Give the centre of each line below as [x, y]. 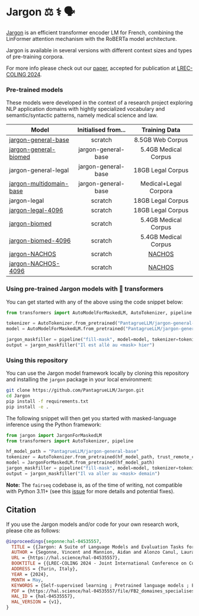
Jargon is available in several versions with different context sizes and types [99, 50]
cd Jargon [18, 396]
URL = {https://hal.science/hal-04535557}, [66, 558]
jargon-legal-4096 [36, 210]
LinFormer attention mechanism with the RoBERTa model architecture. [92, 39]
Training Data [161, 130]
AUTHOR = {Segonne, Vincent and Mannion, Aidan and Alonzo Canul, [95, 553]
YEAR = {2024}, [30, 574]
